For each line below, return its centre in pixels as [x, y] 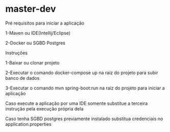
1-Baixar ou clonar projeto [32, 62]
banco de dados [22, 78]
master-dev [31, 9]
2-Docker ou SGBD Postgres [35, 43]
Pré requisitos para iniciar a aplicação [45, 23]
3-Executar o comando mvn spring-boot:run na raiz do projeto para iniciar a [85, 88]
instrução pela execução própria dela [44, 108]
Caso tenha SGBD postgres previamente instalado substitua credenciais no [84, 119]
